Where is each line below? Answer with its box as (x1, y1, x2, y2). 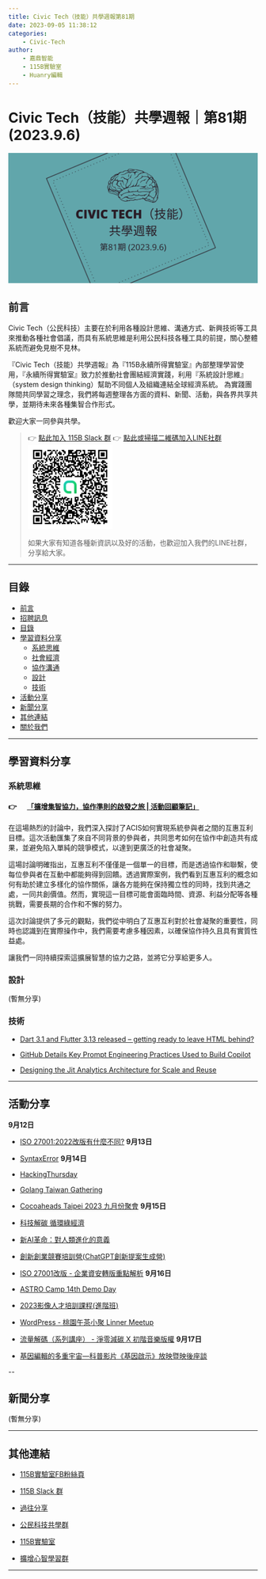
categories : (8, 29, 47, 37)
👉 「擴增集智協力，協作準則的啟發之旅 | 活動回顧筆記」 (8, 801, 199, 811)
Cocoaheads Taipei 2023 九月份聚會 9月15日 (19, 1200, 166, 1211)
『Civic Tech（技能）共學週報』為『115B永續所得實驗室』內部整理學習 (8, 360, 237, 369)
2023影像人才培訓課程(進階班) (19, 1300, 119, 1310)
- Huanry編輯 (22, 71, 63, 79)
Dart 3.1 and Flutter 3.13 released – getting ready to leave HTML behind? (19, 1034, 255, 1044)
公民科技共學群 (19, 1520, 69, 1530)
